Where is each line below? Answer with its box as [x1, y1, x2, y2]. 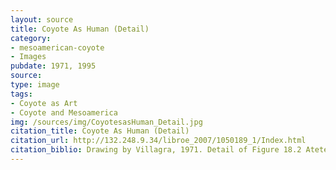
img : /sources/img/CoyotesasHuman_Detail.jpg [10, 117, 203, 127]
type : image [10, 80, 60, 90]
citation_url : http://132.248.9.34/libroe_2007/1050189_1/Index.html [10, 136, 307, 146]
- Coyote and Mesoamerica [10, 107, 118, 118]
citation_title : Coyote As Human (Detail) [10, 126, 190, 136]
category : [10, 33, 52, 43]
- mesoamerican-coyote [10, 42, 105, 53]
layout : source [10, 14, 74, 25]
